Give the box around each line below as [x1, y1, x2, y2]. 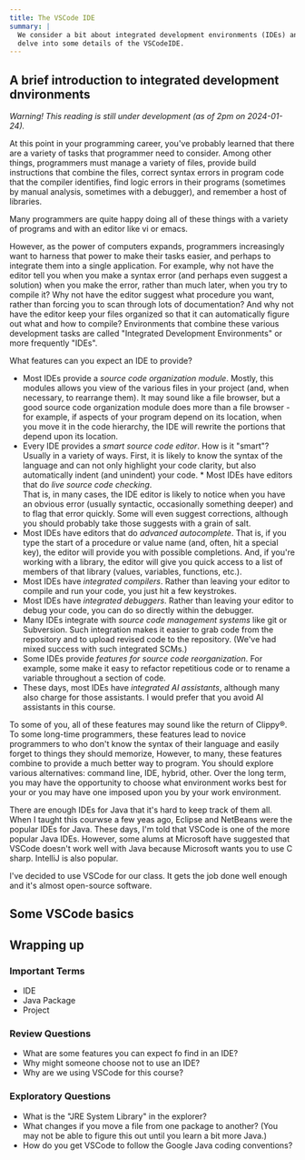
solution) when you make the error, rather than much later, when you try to [9, 279, 288, 291]
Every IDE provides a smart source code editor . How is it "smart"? [22, 440, 270, 451]
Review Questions [9, 1027, 92, 1040]
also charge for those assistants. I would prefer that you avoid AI [22, 692, 264, 703]
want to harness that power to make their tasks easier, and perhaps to [9, 251, 271, 262]
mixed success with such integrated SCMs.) [22, 643, 188, 655]
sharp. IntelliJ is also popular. [9, 852, 119, 864]
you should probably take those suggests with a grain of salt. [22, 518, 251, 529]
